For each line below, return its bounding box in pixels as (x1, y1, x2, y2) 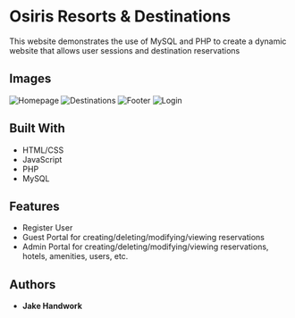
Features (9, 198, 60, 213)
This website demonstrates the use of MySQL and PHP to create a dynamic (9, 36, 287, 46)
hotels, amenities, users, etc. (21, 251, 129, 262)
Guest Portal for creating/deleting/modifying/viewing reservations (21, 232, 265, 243)
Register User (21, 222, 73, 233)
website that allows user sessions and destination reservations (9, 45, 240, 55)
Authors (9, 277, 56, 292)
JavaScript (21, 154, 63, 164)
